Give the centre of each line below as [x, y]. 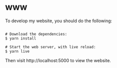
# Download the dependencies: [36, 34]
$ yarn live [17, 51]
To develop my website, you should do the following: [59, 21]
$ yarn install [21, 38]
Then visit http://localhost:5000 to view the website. [58, 60]
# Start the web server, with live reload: [51, 47]
